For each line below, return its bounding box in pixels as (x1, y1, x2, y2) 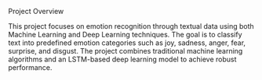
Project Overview (8, 7, 64, 16)
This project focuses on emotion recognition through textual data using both (8, 22, 255, 30)
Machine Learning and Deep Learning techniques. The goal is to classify (8, 30, 242, 39)
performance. (8, 63, 53, 72)
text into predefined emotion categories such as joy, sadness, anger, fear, (8, 38, 246, 47)
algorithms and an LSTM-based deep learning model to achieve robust (8, 54, 237, 64)
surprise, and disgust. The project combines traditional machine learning (8, 47, 243, 55)
